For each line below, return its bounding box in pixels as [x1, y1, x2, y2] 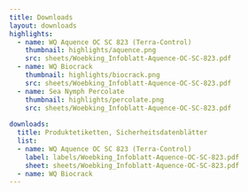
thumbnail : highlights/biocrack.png [25, 71, 161, 80]
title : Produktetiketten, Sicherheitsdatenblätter [17, 128, 208, 137]
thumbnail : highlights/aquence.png [25, 46, 157, 55]
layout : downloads [9, 21, 77, 30]
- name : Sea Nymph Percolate [17, 87, 125, 96]
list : [17, 136, 38, 145]
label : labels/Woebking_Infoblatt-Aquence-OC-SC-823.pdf [25, 152, 240, 162]
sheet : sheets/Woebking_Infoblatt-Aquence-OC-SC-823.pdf [25, 161, 240, 170]
